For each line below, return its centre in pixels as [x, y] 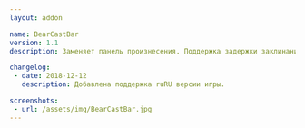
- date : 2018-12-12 [50, 76]
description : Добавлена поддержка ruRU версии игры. [123, 84]
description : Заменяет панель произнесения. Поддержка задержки [133, 51]
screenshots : [34, 101]
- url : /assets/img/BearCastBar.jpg [83, 109]
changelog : [30, 68]
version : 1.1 [34, 43]
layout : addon [36, 18]
